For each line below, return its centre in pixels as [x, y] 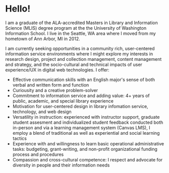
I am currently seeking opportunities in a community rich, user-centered [80, 48]
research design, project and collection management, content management [83, 59]
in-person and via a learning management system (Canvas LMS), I [81, 127]
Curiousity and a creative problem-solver [55, 90]
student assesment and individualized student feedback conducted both [88, 122]
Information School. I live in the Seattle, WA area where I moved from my [81, 33]
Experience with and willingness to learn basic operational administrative [88, 143]
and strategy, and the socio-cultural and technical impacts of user [74, 64]
